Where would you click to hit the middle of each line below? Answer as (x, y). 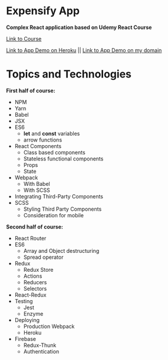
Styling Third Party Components (62, 209)
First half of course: (31, 91)
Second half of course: (35, 227)
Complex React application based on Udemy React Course (79, 27)
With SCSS (37, 190)
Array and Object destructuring (61, 250)
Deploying (27, 320)
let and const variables (52, 133)
